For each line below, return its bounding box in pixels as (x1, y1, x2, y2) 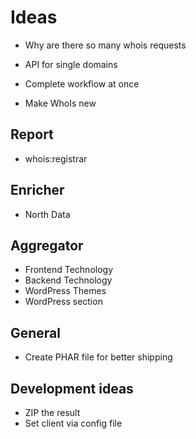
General (10, 324, 62, 341)
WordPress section (24, 296, 103, 308)
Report (10, 126, 54, 143)
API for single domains (24, 58, 118, 70)
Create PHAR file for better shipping (24, 351, 173, 363)
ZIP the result (24, 407, 81, 418)
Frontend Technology (24, 264, 114, 276)
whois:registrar (24, 152, 88, 165)
